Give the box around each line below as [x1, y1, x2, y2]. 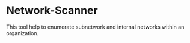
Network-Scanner [6, 4, 98, 17]
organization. [6, 29, 39, 36]
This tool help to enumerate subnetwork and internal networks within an [6, 23, 185, 30]
